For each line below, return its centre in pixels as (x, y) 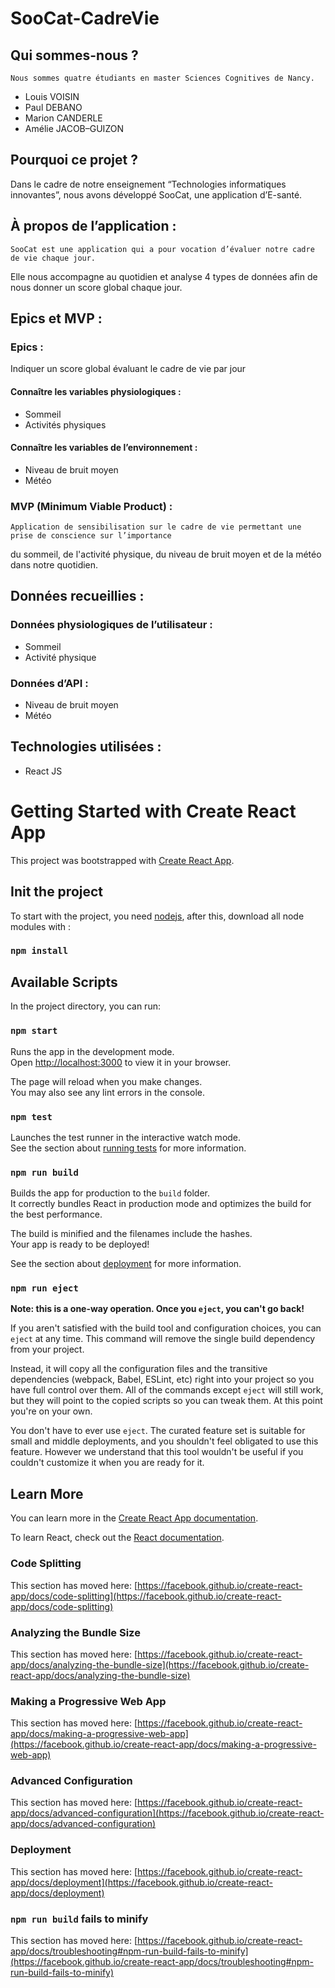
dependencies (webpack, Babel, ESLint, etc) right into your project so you (162, 1379)
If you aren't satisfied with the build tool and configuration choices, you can (166, 1328)
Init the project (57, 892)
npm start (34, 1031)
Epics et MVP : (56, 318)
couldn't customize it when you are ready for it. (107, 1463)
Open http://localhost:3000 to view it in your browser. (121, 1062)
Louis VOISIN (52, 96)
